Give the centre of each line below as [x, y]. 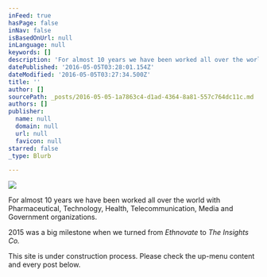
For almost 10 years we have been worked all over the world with [114, 200]
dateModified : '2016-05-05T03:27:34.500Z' [79, 75]
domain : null [37, 126]
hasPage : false [33, 23]
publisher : [26, 112]
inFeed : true [30, 15]
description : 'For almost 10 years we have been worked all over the [126, 60]
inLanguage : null [37, 45]
